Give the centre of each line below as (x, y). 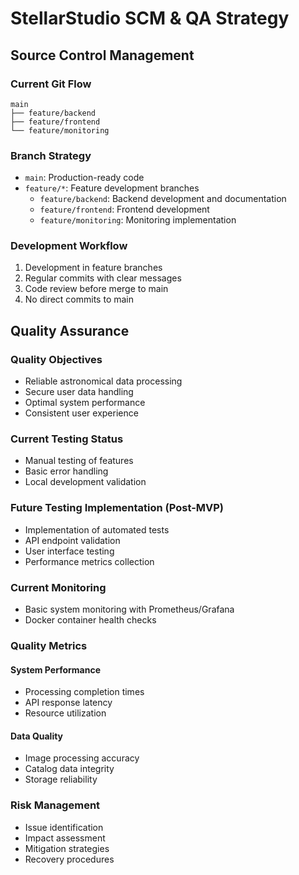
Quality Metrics (49, 645)
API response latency (68, 703)
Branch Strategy (51, 155)
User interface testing (69, 551)
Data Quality (37, 736)
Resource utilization (65, 713)
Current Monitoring (58, 587)
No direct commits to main (79, 299)
